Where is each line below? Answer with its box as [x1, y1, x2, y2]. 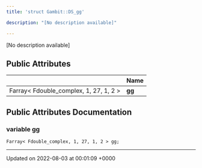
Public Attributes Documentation [6, 107, 132, 117]
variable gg [6, 125, 40, 133]
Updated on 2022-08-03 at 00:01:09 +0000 [6, 155, 116, 162]
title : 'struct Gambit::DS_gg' [6, 8, 85, 15]
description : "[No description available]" [6, 19, 117, 26]
